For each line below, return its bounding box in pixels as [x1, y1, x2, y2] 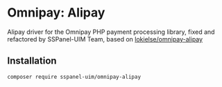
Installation [7, 55, 57, 67]
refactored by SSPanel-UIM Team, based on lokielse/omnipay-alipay [7, 35, 203, 43]
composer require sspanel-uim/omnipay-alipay [7, 73, 141, 80]
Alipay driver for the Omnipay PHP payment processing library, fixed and [7, 28, 215, 36]
